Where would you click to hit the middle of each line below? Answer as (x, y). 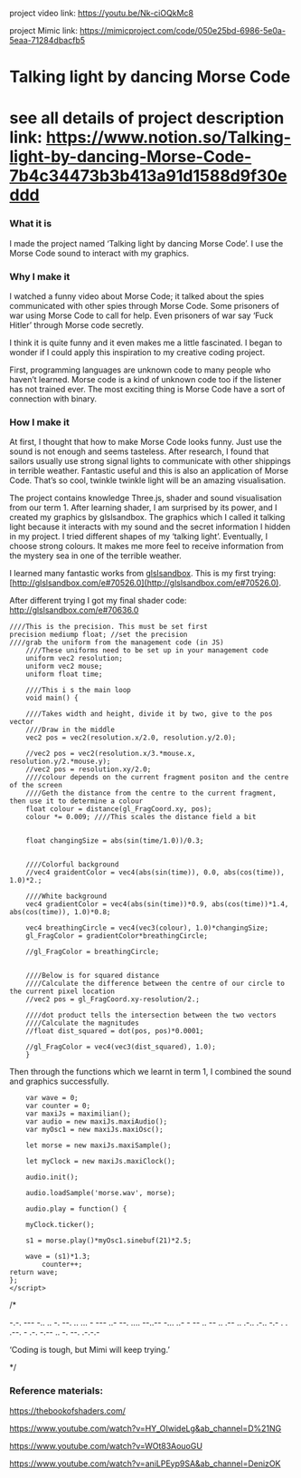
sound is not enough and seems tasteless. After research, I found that (139, 451)
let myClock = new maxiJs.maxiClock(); (101, 1162)
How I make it (39, 422)
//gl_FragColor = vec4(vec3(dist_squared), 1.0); (121, 1047)
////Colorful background (72, 865)
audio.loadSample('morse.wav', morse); (101, 1193)
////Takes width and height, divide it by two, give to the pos (149, 714)
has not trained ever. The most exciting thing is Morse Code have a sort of (147, 389)
